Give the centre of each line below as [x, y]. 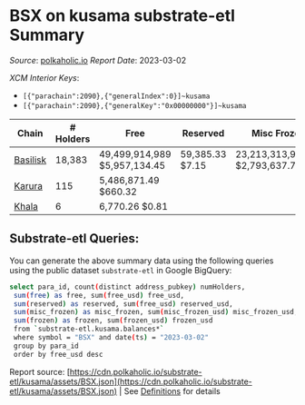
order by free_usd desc [58, 354]
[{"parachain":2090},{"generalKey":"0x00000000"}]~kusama [134, 105]
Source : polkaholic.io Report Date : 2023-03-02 [98, 60]
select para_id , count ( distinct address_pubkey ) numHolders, [128, 287]
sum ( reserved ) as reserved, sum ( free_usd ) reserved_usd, [123, 304]
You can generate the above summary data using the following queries [142, 261]
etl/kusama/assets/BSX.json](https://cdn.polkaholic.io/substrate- [131, 381]
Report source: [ [40, 371]
